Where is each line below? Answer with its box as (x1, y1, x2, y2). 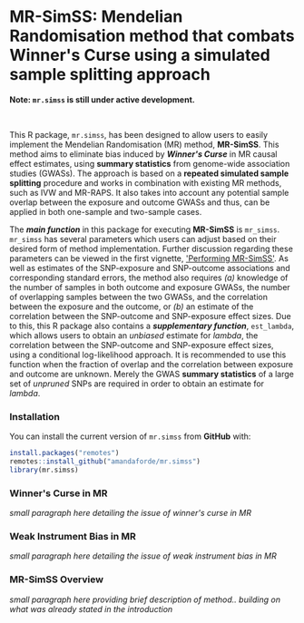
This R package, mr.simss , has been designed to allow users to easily (9, 129, 269, 140)
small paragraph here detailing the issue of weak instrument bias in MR (9, 550, 277, 561)
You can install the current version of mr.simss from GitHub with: (9, 431, 251, 442)
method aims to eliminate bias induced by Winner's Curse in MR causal (9, 148, 278, 160)
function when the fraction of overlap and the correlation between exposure (9, 358, 293, 369)
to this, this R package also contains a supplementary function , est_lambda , (9, 320, 295, 331)
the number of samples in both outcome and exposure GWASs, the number (9, 281, 290, 292)
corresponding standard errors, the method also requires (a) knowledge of (9, 272, 289, 283)
